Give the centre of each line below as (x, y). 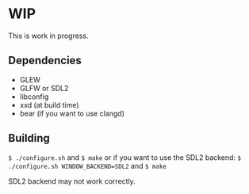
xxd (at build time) (49, 105)
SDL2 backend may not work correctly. (72, 181)
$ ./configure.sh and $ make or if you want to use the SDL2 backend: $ (125, 157)
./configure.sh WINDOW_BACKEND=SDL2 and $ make (87, 165)
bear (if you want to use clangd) (72, 113)
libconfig (34, 97)
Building (29, 138)
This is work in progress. (48, 36)
